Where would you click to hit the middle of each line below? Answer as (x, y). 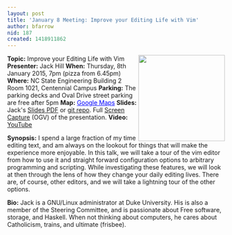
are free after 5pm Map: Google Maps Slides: (72, 103)
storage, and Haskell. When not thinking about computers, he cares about (112, 217)
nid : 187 (20, 33)
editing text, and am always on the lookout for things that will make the (108, 145)
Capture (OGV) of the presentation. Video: (68, 117)
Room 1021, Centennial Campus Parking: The (71, 88)
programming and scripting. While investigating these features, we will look (114, 167)
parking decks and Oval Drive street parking (70, 95)
